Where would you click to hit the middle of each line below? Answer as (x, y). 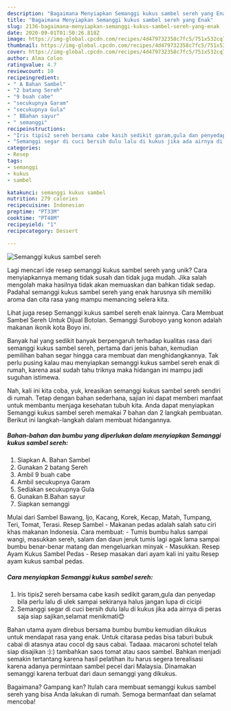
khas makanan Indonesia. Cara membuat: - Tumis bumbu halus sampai (108, 532)
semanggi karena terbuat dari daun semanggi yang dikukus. (92, 674)
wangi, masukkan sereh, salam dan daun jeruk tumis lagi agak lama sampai (113, 539)
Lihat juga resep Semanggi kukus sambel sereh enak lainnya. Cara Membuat (115, 312)
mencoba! (21, 702)
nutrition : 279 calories (43, 199)
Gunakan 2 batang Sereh (52, 467)
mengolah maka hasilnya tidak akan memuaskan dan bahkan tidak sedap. (111, 285)
